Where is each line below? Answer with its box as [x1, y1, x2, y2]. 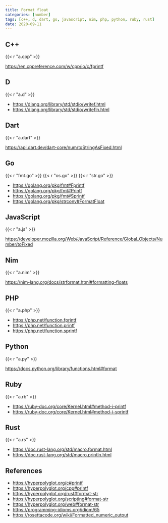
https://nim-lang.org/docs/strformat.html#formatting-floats [5, 279, 128, 285]
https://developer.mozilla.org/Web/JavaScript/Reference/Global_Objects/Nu [5, 236, 163, 242]
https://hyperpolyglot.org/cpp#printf [12, 485, 88, 491]
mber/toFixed [5, 241, 33, 247]
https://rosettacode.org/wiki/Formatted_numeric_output [12, 512, 129, 518]
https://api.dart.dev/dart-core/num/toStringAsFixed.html [5, 144, 122, 150]
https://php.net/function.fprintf [12, 317, 77, 323]
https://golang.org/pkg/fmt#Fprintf [12, 182, 85, 188]
